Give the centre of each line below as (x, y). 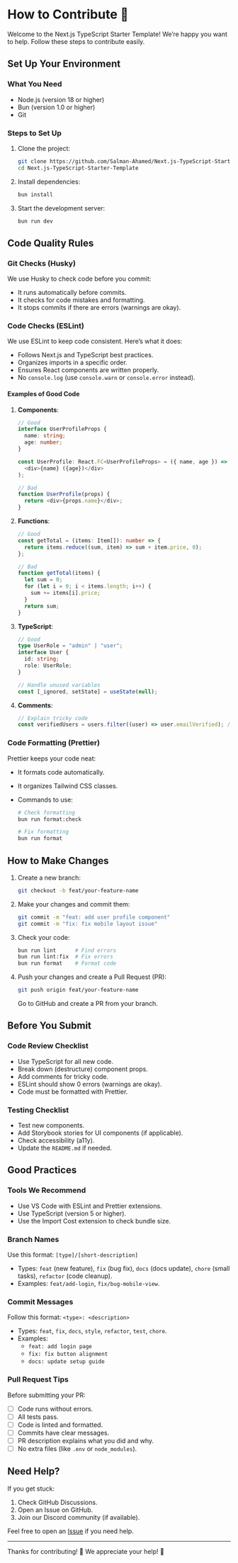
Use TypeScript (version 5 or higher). (72, 1213)
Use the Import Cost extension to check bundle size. (94, 1221)
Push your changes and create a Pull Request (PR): (92, 977)
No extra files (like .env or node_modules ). (77, 1448)
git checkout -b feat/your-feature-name (78, 890)
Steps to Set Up (34, 133)
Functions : (34, 521)
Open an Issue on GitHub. (55, 1510)
